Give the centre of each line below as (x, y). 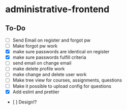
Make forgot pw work (35, 46)
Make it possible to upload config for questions (62, 86)
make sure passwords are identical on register (61, 52)
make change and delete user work (50, 75)
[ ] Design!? (25, 102)
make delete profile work (39, 69)
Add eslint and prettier (36, 92)
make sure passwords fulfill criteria (49, 57)
